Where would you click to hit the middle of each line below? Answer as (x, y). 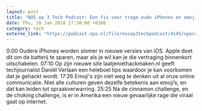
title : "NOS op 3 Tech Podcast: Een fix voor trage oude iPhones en (94, 17)
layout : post (23, 12)
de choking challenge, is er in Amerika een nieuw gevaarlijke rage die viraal (100, 95)
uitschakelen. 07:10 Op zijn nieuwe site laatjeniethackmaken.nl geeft (90, 64)
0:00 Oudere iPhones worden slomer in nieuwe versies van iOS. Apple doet (99, 51)
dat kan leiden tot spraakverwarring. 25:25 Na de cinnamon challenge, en (97, 89)
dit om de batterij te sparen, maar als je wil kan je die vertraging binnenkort (99, 57)
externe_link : (24, 34)
